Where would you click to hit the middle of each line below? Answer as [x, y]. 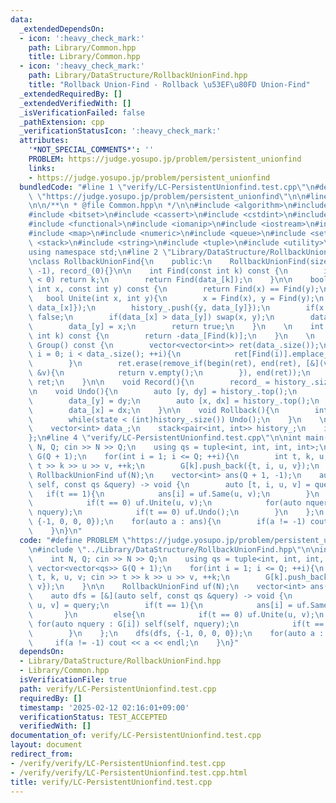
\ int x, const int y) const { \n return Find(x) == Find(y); [174, 289]
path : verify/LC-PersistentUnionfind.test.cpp [118, 689]
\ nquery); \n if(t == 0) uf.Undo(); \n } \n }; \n [176, 512]
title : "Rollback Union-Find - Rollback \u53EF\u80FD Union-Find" [169, 85]
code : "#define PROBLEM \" [75, 540]
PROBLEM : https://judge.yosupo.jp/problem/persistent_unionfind [165, 159]
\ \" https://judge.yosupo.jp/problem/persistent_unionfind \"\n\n [167, 196]
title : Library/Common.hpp [84, 57]
